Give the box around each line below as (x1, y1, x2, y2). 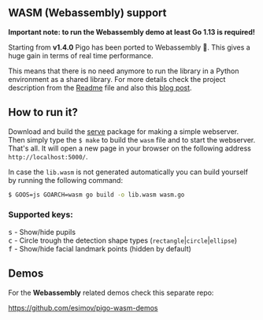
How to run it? (8, 106, 79, 119)
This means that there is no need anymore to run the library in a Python (8, 66, 239, 76)
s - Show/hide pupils (8, 227, 76, 236)
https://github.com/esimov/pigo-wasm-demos (8, 303, 158, 312)
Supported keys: (8, 209, 73, 220)
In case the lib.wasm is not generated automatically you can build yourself (8, 167, 248, 177)
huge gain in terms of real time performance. (8, 50, 154, 60)
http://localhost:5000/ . (8, 151, 88, 161)
